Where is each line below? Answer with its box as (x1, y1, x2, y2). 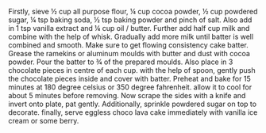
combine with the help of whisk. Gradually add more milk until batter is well (8, 32, 254, 41)
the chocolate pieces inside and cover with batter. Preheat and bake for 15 (8, 74, 252, 83)
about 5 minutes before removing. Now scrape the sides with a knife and (8, 91, 246, 100)
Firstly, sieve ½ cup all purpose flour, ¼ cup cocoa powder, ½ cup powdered (8, 7, 258, 16)
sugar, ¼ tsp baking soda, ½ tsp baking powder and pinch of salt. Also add (8, 15, 253, 25)
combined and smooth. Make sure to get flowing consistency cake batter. (8, 40, 249, 50)
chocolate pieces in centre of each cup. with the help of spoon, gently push (8, 66, 256, 74)
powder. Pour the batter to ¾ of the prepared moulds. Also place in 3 (8, 57, 233, 66)
